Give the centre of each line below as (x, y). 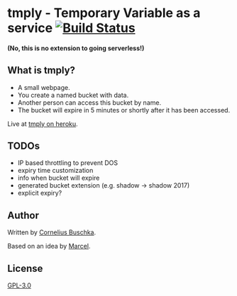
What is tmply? (42, 70)
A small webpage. (44, 87)
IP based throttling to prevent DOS (68, 163)
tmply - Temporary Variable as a (104, 13)
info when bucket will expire (59, 178)
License (25, 268)
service (30, 28)
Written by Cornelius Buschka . (52, 232)
